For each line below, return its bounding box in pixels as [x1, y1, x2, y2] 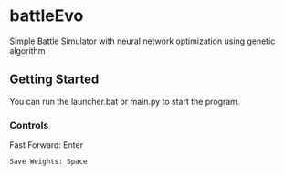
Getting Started [9, 72, 100, 87]
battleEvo [9, 5, 84, 26]
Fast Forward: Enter [9, 139, 84, 150]
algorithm [9, 45, 46, 56]
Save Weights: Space [9, 157, 89, 167]
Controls [9, 118, 49, 131]
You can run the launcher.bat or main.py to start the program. [9, 96, 240, 107]
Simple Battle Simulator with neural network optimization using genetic [9, 36, 276, 46]
